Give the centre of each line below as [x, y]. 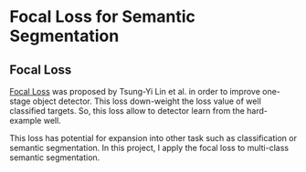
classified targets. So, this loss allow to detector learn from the [127, 111]
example [26, 121]
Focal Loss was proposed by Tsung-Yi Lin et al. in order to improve [135, 91]
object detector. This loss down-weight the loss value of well [147, 101]
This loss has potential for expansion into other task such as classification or [153, 138]
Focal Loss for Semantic [103, 17]
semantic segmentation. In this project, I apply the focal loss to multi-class [149, 148]
